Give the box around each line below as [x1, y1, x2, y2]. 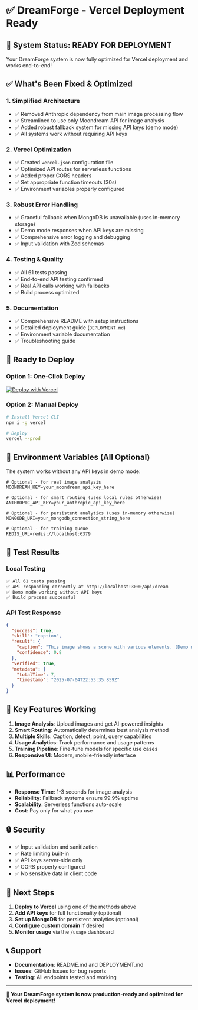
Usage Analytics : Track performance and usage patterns [14, 739, 154, 746]
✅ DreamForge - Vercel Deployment [6, 4, 184, 17]
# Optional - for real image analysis [6, 480, 101, 485]
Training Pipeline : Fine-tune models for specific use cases [14, 745, 158, 752]
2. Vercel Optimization [6, 145, 72, 154]
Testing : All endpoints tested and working [14, 974, 117, 981]
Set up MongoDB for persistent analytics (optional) [14, 916, 139, 923]
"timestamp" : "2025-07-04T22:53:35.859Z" [16, 677, 120, 683]
